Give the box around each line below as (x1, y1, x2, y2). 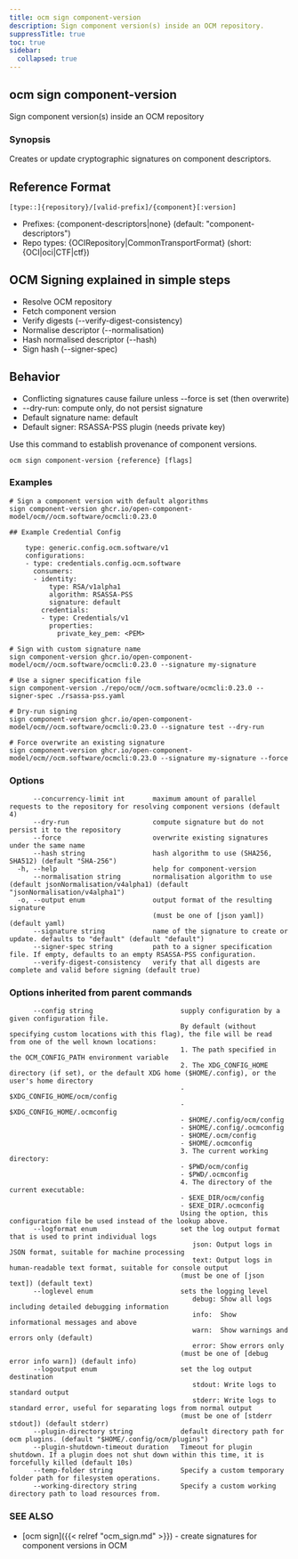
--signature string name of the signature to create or (32, 927, 289, 936)
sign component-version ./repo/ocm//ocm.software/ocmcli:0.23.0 (9, 683, 253, 693)
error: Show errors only (192, 1342, 285, 1351)
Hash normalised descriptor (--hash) (21, 334, 157, 345)
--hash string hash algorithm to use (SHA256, (32, 849, 273, 858)
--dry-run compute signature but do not (32, 818, 265, 827)
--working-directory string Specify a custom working (32, 1482, 277, 1491)
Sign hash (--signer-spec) (21, 344, 118, 354)
